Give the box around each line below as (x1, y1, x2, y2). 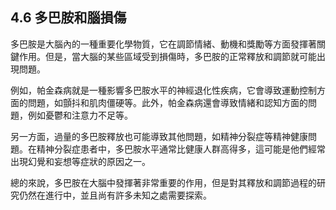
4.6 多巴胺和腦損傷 (10, 9, 127, 27)
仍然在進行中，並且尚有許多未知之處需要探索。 (18, 189, 212, 201)
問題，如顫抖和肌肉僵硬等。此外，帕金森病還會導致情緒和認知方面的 (27, 96, 308, 108)
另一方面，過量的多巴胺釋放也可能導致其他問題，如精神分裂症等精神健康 (10, 130, 308, 142)
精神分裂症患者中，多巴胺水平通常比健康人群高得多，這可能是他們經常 (36, 143, 326, 155)
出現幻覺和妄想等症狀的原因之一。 (10, 155, 151, 167)
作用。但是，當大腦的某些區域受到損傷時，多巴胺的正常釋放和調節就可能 (18, 50, 317, 62)
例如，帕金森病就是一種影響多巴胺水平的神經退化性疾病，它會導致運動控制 (10, 84, 317, 96)
